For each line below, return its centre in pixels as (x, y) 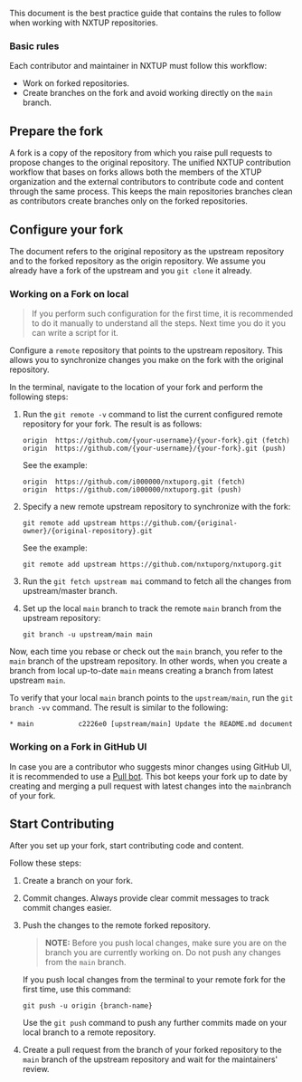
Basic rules (34, 46)
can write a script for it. (75, 333)
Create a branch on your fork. (78, 881)
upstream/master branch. (70, 591)
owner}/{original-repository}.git (87, 531)
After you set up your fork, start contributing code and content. (127, 846)
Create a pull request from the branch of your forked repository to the (152, 1050)
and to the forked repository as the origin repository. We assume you (137, 261)
